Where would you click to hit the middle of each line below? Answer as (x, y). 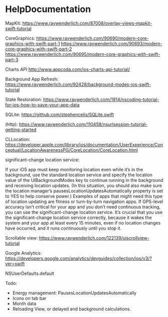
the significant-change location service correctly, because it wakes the (78, 218)
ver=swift (15, 263)
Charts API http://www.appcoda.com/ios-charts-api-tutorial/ (68, 69)
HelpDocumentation (48, 9)
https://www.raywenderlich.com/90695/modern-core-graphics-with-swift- (83, 54)
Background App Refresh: (32, 79)
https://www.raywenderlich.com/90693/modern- (112, 43)
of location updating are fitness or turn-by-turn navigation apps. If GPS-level (84, 201)
